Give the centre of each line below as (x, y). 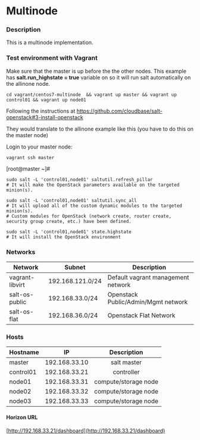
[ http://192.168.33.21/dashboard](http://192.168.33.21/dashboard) (86, 430)
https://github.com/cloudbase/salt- (119, 111)
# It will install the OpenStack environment (63, 237)
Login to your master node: (39, 147)
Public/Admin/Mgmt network (148, 302)
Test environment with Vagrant (52, 58)
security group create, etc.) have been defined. (69, 221)
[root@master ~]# (28, 169)
